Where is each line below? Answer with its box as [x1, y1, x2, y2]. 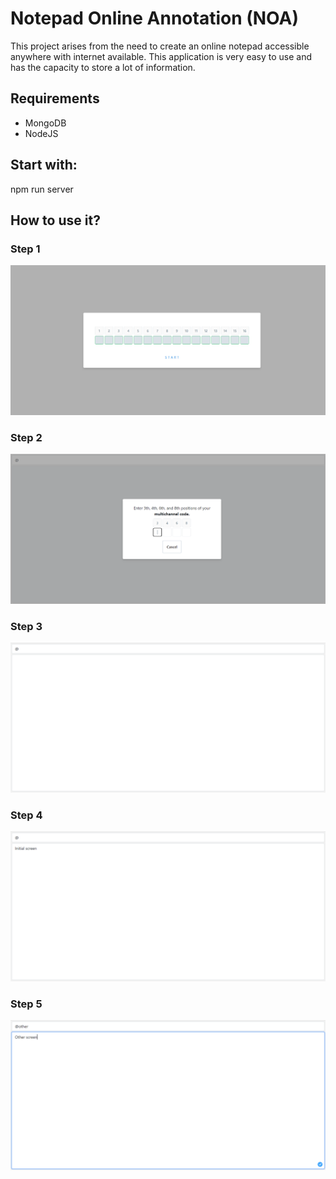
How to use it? [10, 212, 101, 229]
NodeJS [24, 127, 59, 139]
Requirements [10, 90, 100, 107]
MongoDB [24, 117, 67, 129]
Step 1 [10, 242, 41, 256]
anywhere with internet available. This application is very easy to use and [10, 50, 313, 62]
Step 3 [10, 619, 43, 633]
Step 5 [10, 997, 43, 1011]
